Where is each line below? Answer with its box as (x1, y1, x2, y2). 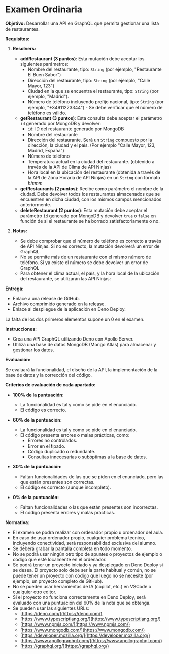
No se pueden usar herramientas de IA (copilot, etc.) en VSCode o (12, 583, 151, 589)
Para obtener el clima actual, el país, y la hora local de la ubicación (20, 270, 160, 276)
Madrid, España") (27, 147, 64, 153)
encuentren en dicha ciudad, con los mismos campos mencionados (20, 196, 162, 202)
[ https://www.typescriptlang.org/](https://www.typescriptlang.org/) (20, 616, 161, 622)
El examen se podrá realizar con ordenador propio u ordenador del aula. (12, 529, 163, 535)
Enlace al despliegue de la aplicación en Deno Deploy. (12, 306, 126, 312)
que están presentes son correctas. (20, 479, 95, 485)
